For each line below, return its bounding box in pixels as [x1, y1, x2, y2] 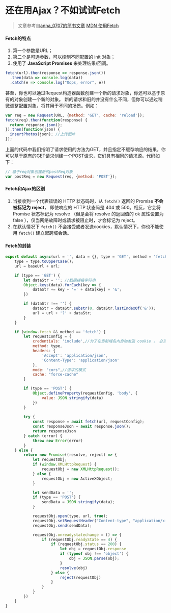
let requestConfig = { [23, 334, 72, 339]
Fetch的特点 [5, 35, 32, 41]
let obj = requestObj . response [60, 547, 126, 552]
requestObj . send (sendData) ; [32, 523, 93, 528]
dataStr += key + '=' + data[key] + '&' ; [32, 287, 122, 292]
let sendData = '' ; [32, 490, 74, 495]
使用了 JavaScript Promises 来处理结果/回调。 [12, 60, 111, 66]
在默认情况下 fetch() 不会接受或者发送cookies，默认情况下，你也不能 [12, 223, 159, 230]
